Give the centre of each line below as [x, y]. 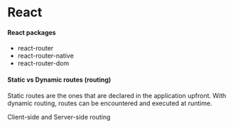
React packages [32, 32]
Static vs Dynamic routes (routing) [59, 80]
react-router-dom [43, 63]
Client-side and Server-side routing [59, 117]
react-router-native [46, 56]
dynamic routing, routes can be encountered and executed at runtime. [110, 103]
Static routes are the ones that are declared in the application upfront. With [117, 95]
